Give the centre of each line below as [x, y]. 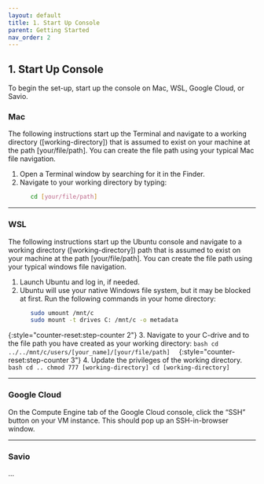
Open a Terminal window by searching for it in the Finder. [112, 174]
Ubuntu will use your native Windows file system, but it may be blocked [135, 290]
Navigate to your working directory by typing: [93, 182]
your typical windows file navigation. [68, 266]
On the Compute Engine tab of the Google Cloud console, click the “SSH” [127, 412]
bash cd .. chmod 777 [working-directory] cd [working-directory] [119, 368]
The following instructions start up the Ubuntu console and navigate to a [125, 241]
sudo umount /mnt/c [62, 313]
